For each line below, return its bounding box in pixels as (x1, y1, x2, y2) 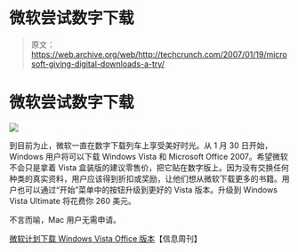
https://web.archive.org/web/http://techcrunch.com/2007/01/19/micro (30, 49, 287, 59)
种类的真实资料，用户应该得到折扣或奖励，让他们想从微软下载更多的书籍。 (9, 173, 282, 184)
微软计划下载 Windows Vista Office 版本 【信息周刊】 (9, 232, 202, 244)
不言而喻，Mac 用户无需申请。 (9, 214, 122, 224)
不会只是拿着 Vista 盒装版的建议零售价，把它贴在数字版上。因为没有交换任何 (9, 161, 289, 173)
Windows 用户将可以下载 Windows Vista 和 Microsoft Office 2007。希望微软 (9, 151, 289, 161)
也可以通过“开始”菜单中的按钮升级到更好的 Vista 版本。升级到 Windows (16, 184, 278, 195)
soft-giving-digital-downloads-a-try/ (30, 59, 165, 69)
